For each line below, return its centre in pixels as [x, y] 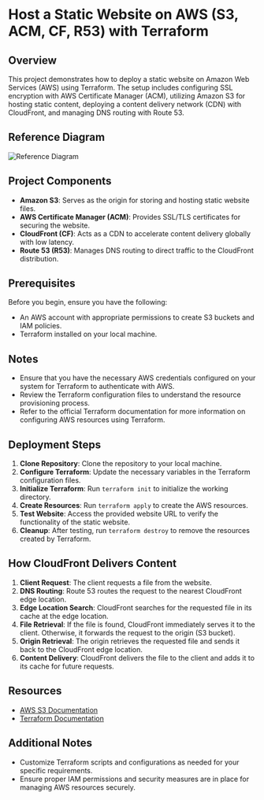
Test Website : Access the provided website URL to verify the [119, 514]
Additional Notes [50, 743]
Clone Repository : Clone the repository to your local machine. [121, 464]
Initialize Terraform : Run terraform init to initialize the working [124, 489]
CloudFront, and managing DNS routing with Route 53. [97, 113]
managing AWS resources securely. [77, 787]
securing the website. [55, 225]
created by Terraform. [55, 539]
